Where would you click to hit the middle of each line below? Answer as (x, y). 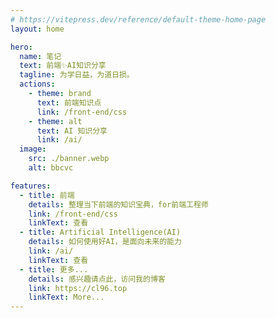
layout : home (37, 29)
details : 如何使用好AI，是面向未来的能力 (105, 242)
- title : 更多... (54, 269)
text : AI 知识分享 (72, 131)
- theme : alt (55, 121)
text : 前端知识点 (69, 102)
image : (33, 149)
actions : (37, 84)
